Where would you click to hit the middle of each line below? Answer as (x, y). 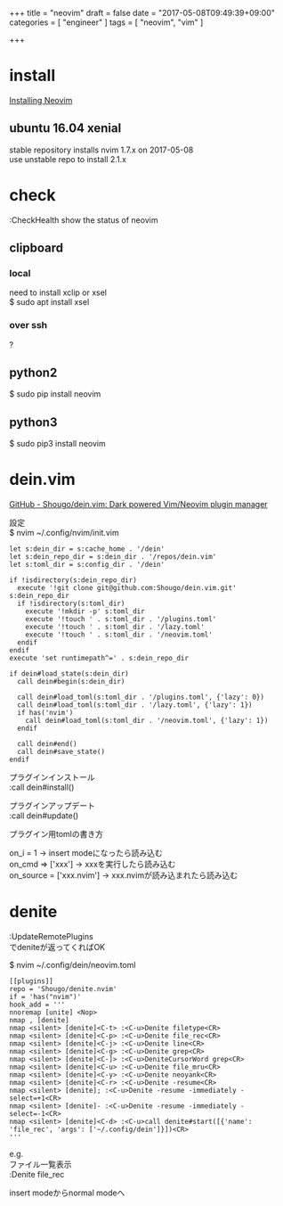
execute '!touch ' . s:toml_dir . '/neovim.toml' (119, 635)
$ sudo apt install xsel (49, 302)
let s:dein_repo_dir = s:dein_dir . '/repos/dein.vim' (113, 557)
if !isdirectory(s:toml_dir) (71, 604)
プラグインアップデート (52, 806)
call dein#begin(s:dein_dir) (71, 682)
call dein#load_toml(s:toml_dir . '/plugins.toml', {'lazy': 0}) (141, 697)
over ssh (28, 325)
